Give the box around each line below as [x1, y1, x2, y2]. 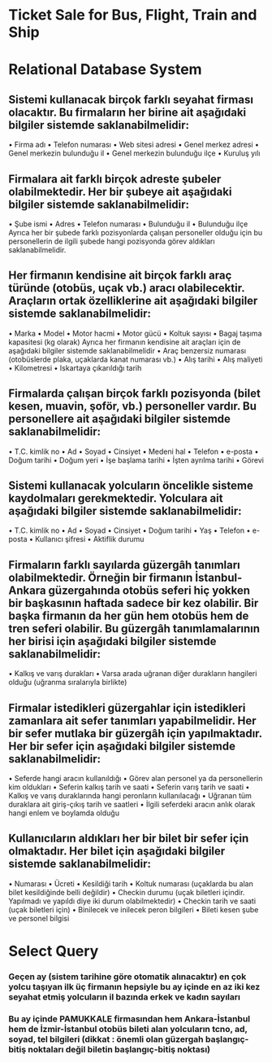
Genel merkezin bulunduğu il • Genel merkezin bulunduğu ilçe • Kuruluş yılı [8, 148, 261, 158]
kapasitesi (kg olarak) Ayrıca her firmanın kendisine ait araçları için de [8, 336, 241, 347]
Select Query [8, 942, 99, 960]
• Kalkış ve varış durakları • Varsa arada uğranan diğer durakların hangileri [8, 669, 257, 679]
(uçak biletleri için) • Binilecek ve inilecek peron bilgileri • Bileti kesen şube [8, 904, 259, 914]
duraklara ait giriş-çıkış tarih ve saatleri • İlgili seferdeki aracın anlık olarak [8, 800, 256, 810]
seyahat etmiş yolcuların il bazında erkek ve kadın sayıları [8, 991, 241, 1003]
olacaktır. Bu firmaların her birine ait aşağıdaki [8, 105, 247, 119]
